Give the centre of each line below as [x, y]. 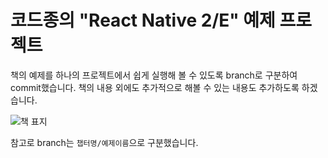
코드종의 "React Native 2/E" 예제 [143, 20]
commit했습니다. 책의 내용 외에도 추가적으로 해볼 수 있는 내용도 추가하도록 [155, 87]
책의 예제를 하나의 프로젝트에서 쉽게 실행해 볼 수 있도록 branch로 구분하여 [154, 75]
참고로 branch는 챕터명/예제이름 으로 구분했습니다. [104, 142]
